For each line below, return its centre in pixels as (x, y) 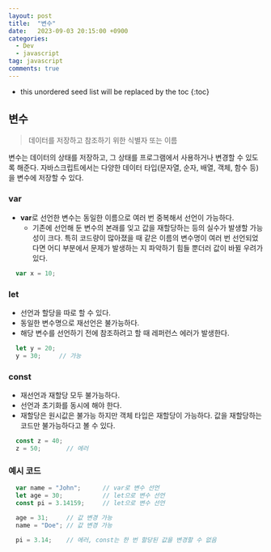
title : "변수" (32, 23)
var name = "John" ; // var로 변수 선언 (88, 488)
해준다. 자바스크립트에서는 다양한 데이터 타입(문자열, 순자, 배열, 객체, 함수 (132, 168)
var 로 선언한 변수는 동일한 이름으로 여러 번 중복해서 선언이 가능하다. (127, 217)
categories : (28, 38)
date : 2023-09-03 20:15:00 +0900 (68, 31)
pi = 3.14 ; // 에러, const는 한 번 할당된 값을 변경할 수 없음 (116, 540)
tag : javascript (36, 62)
